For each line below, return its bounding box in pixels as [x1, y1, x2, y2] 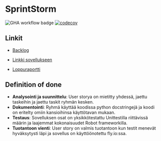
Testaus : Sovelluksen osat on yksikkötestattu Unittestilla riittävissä [12, 114, 148, 120]
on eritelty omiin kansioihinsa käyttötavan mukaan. [12, 109, 116, 115]
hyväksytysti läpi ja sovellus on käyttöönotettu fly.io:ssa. [12, 130, 127, 136]
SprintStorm [5, 3, 57, 15]
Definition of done [5, 80, 62, 89]
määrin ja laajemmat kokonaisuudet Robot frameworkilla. [12, 120, 127, 126]
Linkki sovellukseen [12, 57, 53, 63]
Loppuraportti [12, 66, 40, 72]
